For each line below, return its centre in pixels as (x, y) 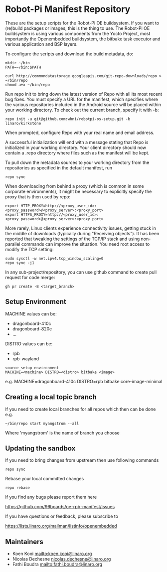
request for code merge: (30, 277)
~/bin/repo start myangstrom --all (42, 424)
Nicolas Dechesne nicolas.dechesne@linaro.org (62, 559)
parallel (13, 244)
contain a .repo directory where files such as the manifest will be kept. (77, 152)
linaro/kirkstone (23, 123)
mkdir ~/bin (17, 63)
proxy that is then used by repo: (38, 197)
